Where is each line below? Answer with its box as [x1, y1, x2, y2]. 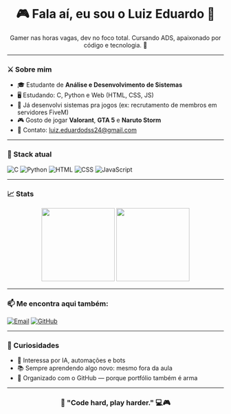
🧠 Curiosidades [7, 341, 60, 351]
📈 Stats [7, 189, 34, 199]
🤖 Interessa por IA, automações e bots [16, 356, 126, 364]
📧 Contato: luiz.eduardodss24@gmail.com [16, 126, 137, 134]
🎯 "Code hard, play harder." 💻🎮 [60, 398, 170, 408]
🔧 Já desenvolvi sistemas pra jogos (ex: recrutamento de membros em [16, 101, 217, 110]
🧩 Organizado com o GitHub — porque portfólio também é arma [16, 374, 198, 382]
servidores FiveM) [16, 108, 69, 116]
